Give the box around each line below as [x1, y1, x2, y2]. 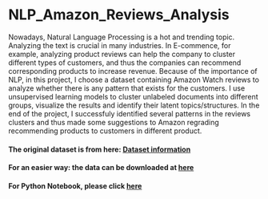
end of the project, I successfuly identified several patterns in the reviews [8, 108, 250, 118]
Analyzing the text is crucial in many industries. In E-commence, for [8, 40, 231, 50]
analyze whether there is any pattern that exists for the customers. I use [8, 83, 246, 93]
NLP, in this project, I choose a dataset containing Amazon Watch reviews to [8, 75, 260, 84]
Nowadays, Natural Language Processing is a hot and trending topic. [8, 32, 235, 42]
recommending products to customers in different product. [8, 126, 202, 136]
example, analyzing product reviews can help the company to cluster [8, 49, 236, 59]
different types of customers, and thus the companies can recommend [8, 58, 242, 67]
